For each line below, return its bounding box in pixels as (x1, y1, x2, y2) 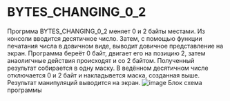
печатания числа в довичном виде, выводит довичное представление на (7, 42, 224, 50)
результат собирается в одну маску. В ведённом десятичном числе (7, 64, 209, 72)
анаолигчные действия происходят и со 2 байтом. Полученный (7, 56, 195, 64)
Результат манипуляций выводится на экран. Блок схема (7, 78, 202, 86)
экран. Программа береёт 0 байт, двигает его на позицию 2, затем (7, 49, 206, 57)
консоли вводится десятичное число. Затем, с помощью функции (7, 34, 202, 42)
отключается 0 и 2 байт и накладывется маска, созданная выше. (7, 71, 200, 80)
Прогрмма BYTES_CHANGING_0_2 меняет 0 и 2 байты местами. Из (7, 27, 205, 35)
